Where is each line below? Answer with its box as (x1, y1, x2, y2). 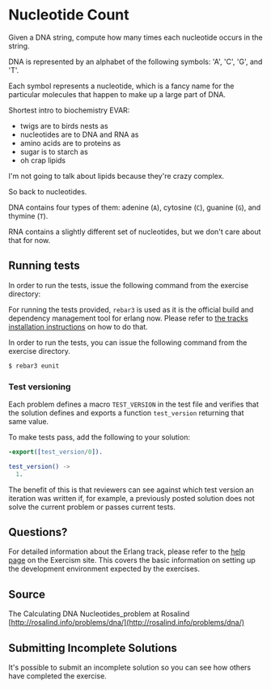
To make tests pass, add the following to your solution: (8, 432, 190, 442)
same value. (8, 416, 49, 426)
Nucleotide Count (8, 6, 129, 24)
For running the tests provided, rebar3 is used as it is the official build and (8, 304, 254, 314)
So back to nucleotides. (8, 186, 87, 196)
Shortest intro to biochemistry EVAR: (8, 105, 130, 115)
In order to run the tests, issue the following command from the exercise (8, 280, 249, 290)
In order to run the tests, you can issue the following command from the (8, 338, 248, 347)
